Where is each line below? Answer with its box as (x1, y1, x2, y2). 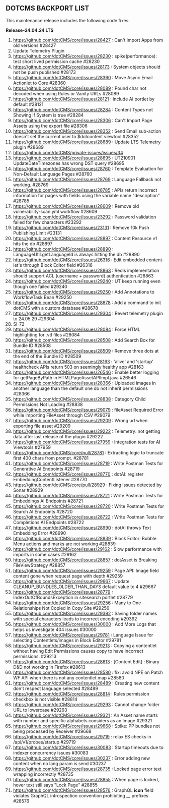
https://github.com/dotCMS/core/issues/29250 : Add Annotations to (13, 288, 155, 295)
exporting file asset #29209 (13, 423, 71, 429)
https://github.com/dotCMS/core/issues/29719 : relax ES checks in (13, 733, 151, 739)
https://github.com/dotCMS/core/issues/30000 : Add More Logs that (13, 621, 156, 627)
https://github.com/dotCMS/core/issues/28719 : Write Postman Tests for (13, 460, 163, 466)
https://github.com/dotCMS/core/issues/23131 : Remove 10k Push (13, 224, 150, 230)
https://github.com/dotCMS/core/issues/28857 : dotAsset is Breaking (13, 557, 157, 563)
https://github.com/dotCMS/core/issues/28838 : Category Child (13, 396, 146, 402)
